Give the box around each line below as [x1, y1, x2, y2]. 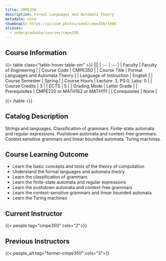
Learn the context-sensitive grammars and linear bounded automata [12, 190, 152, 196]
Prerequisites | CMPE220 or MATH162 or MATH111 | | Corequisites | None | [5, 88, 157, 94]
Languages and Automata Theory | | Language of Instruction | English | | [5, 72, 153, 78]
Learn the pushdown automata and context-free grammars [12, 185, 133, 191]
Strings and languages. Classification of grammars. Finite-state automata [5, 125, 155, 131]
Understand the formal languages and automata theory [12, 169, 125, 175]
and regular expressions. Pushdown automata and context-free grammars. [5, 130, 158, 136]
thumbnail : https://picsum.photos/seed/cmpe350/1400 [5, 21, 116, 26]
